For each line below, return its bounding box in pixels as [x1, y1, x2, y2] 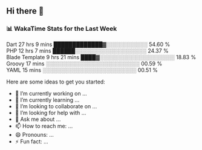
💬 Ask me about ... [15, 116, 61, 123]
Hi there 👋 [6, 6, 44, 16]
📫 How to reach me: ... [15, 122, 73, 129]
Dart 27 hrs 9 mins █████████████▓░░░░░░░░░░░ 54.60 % [6, 41, 171, 48]
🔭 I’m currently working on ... [15, 90, 87, 97]
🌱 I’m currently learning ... [15, 96, 80, 103]
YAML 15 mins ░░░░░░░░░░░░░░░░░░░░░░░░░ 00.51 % [6, 66, 158, 73]
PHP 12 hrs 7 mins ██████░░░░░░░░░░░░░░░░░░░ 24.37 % [6, 47, 169, 54]
